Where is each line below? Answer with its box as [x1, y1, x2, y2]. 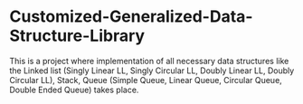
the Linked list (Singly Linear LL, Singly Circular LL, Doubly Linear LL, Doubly [9, 65, 295, 76]
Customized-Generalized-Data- [9, 6, 253, 27]
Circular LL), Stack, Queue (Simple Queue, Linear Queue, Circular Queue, [9, 74, 282, 85]
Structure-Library [9, 25, 146, 46]
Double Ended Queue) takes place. [9, 84, 139, 95]
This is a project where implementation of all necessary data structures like [9, 55, 289, 66]
